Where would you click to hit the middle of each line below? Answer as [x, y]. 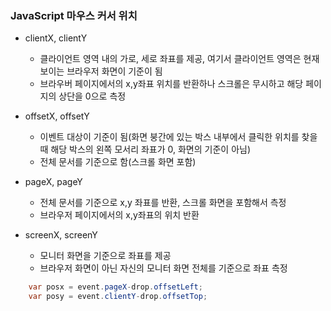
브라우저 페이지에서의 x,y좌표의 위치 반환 [119, 215]
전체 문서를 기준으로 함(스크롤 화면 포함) [118, 162]
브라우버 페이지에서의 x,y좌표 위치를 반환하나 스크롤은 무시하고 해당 [171, 84]
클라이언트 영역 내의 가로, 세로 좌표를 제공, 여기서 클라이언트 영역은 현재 [179, 59]
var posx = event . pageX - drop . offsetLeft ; [115, 287]
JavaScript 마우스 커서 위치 [74, 15]
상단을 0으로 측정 [92, 96]
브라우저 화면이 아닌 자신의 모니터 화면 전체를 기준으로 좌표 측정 [163, 268]
